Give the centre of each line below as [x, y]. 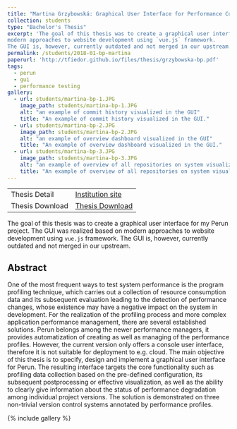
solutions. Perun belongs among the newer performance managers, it [108, 330]
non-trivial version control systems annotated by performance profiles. [110, 405]
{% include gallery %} [39, 418]
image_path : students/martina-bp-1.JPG [79, 106]
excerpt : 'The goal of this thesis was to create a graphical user [109, 34]
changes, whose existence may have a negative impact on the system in [113, 307]
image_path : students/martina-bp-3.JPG [79, 158]
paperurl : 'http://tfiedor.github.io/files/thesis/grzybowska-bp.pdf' [113, 60]
